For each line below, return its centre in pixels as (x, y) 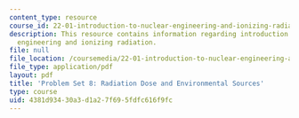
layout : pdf (31, 75)
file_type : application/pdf (61, 67)
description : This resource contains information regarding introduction (149, 34)
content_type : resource (53, 17)
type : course (33, 91)
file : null (29, 51)
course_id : (29, 26)
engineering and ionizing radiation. (87, 42)
